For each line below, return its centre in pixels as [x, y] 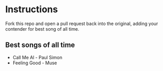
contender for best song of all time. [42, 29]
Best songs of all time [40, 45]
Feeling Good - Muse [35, 63]
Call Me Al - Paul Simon [37, 57]
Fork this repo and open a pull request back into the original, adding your [82, 23]
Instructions [32, 9]
